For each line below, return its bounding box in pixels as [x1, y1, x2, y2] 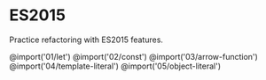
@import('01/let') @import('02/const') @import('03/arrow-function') [9, 51, 259, 62]
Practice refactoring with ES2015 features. [9, 34, 164, 45]
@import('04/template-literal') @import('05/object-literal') [9, 61, 222, 71]
